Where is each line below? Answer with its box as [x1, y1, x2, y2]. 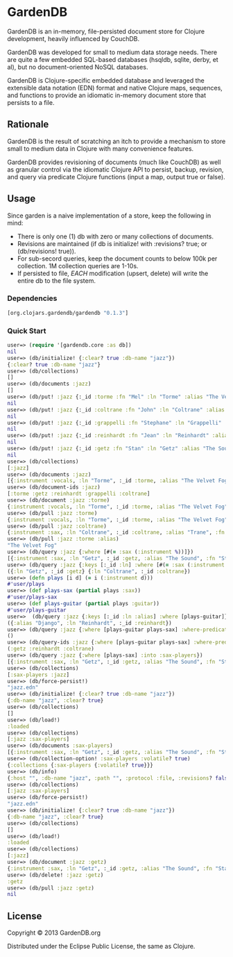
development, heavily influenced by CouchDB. [7, 34, 140, 42]
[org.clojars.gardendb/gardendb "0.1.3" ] [7, 309, 129, 316]
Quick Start [7, 326, 46, 336]
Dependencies [7, 293, 58, 303]
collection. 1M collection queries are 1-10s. [17, 261, 139, 270]
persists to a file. [7, 98, 55, 106]
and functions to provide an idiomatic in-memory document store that [7, 91, 207, 99]
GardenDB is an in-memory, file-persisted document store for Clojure [7, 27, 205, 35]
